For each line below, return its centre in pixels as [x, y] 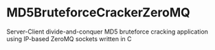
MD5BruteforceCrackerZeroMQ [98, 13]
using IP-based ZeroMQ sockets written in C [69, 38]
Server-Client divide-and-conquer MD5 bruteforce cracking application [107, 32]
